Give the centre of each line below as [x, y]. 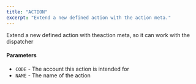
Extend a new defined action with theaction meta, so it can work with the [98, 35]
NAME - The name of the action [53, 75]
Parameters [21, 55]
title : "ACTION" [27, 12]
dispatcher [20, 41]
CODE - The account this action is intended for [72, 69]
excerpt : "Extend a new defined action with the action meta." [89, 18]
